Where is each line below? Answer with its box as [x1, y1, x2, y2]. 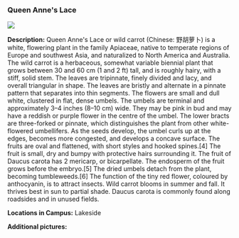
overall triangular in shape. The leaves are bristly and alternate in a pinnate [7, 81, 226, 90]
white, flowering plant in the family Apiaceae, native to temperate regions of [7, 43, 230, 52]
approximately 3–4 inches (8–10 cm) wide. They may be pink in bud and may [7, 104, 232, 113]
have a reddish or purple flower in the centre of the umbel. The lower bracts [7, 112, 230, 120]
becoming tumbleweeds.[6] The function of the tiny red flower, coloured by [7, 172, 228, 181]
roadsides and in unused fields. [7, 195, 100, 204]
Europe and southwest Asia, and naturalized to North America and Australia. [7, 51, 230, 60]
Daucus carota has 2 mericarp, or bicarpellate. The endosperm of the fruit [7, 157, 225, 165]
